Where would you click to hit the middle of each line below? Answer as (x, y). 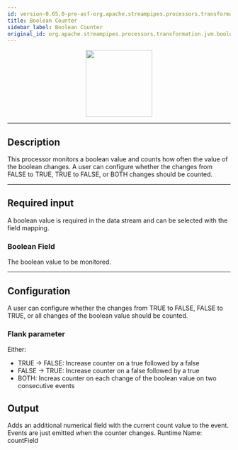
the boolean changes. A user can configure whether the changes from (110, 167)
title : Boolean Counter (42, 21)
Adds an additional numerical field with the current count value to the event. (118, 425)
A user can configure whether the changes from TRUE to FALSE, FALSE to (115, 308)
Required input (41, 203)
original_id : (27, 34)
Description (34, 142)
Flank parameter (36, 333)
